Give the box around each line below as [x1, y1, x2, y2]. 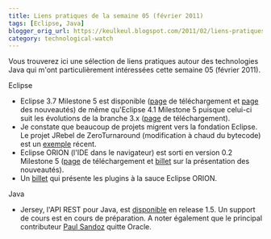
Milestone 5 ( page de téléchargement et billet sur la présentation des [19, 157, 250, 166]
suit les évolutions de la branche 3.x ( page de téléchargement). [19, 114, 231, 124]
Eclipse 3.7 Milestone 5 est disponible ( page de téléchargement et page [19, 96, 259, 106]
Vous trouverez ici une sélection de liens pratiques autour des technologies [8, 57, 259, 66]
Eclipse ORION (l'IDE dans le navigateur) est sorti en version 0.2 [19, 148, 233, 157]
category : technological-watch [8, 34, 114, 43]
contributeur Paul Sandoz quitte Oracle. [19, 222, 152, 232]
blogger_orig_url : [8, 27, 70, 35]
